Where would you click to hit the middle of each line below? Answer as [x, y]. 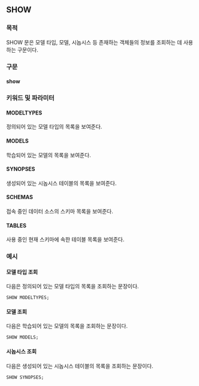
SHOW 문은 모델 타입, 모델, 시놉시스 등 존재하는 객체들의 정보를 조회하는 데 [94, 42]
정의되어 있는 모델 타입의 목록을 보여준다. [54, 127]
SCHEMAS [19, 197]
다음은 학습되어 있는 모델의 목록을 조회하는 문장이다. [67, 326]
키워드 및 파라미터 [31, 98]
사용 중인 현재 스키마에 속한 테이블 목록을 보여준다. [65, 240]
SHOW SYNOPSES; [25, 377]
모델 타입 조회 [22, 272]
